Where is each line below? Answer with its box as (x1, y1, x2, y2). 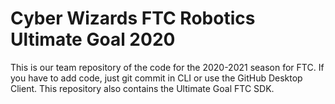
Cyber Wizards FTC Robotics (10, 7, 256, 30)
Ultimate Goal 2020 (10, 28, 176, 51)
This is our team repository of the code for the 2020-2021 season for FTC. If (10, 61, 325, 73)
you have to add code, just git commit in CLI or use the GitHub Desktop (10, 72, 303, 84)
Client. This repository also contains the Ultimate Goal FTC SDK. (10, 82, 275, 94)
